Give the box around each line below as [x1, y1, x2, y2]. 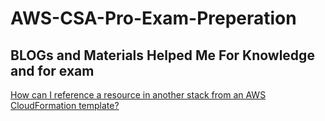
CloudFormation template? [10, 100, 120, 111]
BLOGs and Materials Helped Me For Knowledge [10, 47, 315, 64]
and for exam [10, 62, 95, 79]
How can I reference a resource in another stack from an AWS [10, 89, 267, 101]
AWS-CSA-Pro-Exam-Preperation [10, 7, 297, 30]
